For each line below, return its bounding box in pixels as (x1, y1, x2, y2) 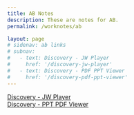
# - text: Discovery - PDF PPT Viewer (7, 67, 126, 74)
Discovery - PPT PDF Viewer (7, 100, 89, 108)
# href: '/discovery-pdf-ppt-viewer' (7, 74, 128, 81)
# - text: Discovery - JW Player (7, 54, 110, 62)
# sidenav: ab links (7, 42, 67, 49)
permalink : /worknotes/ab (7, 23, 82, 30)
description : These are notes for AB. (7, 17, 119, 23)
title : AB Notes (7, 10, 54, 17)
